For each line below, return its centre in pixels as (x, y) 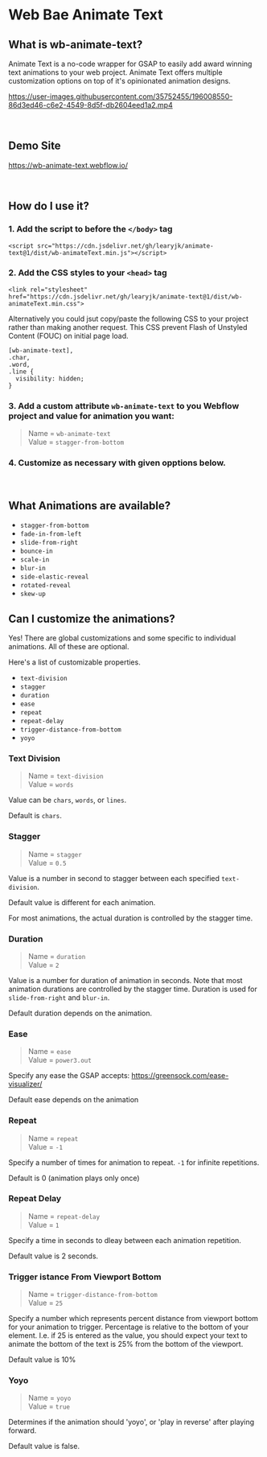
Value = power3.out (60, 1060)
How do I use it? (49, 206)
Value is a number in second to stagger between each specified (114, 878)
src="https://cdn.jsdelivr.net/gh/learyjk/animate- (126, 246)
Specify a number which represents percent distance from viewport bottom (133, 1319)
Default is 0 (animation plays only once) (74, 1178)
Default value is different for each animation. (82, 902)
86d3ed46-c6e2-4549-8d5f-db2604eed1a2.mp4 (90, 105)
